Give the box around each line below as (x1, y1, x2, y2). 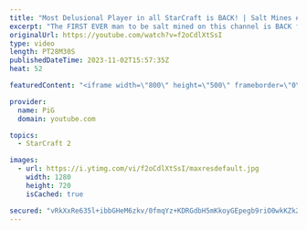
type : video (9, 38, 55, 48)
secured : (9, 206, 43, 215)
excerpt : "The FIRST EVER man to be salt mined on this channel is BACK (9, 22, 292, 31)
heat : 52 (9, 65, 43, 74)
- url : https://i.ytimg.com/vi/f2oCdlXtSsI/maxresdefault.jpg (17, 164, 259, 173)
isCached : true (26, 189, 84, 199)
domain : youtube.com (17, 114, 96, 123)
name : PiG (17, 106, 55, 115)
